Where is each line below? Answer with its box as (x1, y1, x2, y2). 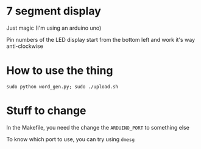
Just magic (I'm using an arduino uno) (6, 24, 102, 31)
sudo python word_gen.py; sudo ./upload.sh (6, 84, 119, 90)
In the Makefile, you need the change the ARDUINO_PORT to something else (6, 124, 190, 131)
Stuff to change (6, 104, 86, 118)
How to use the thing (6, 64, 113, 78)
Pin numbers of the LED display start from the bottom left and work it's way (6, 36, 196, 43)
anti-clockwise (6, 42, 44, 50)
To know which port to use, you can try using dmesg (6, 135, 135, 143)
